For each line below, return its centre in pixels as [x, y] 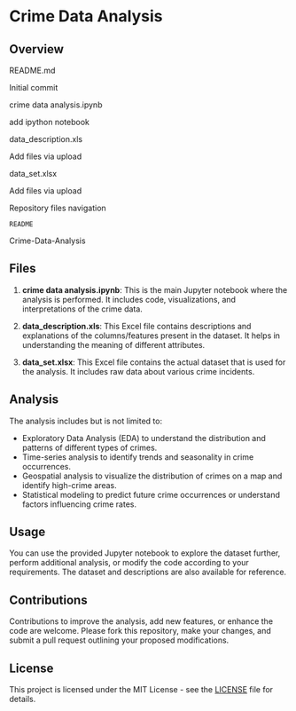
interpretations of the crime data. [82, 309]
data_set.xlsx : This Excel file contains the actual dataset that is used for [154, 362]
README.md [32, 70]
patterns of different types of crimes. [90, 447]
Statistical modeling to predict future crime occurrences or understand [151, 494]
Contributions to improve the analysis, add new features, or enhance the [141, 621]
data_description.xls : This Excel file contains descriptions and [136, 326]
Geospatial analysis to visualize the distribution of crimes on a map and [152, 476]
